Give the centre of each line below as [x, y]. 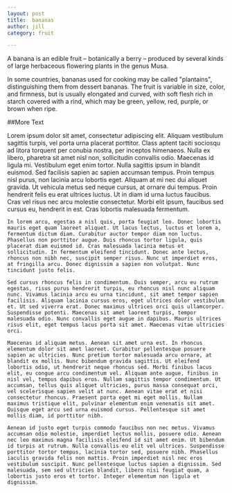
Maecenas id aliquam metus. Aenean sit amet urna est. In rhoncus [105, 343]
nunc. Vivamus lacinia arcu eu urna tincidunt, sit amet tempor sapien [113, 295]
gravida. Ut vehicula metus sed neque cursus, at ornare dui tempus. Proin [112, 187]
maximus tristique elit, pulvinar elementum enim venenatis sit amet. [111, 404]
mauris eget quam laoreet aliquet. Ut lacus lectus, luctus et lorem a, [114, 228]
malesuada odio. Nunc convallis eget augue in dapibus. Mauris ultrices [114, 319]
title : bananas [30, 20]
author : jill [26, 26]
